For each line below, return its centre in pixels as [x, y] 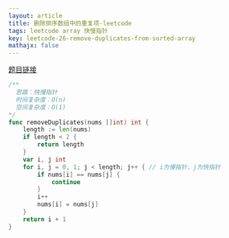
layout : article [35, 16]
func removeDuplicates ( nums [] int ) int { [79, 122]
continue [66, 182]
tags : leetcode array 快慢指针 [58, 31]
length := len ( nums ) [57, 129]
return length [61, 145]
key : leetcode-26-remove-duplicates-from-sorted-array [102, 38]
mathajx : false [34, 46]
